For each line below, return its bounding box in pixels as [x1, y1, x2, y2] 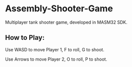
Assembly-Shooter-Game [5, 3, 113, 14]
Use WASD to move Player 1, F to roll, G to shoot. [5, 46, 105, 52]
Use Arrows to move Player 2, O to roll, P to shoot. [5, 56, 107, 62]
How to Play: [5, 33, 45, 42]
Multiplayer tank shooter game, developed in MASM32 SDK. [5, 19, 128, 25]
